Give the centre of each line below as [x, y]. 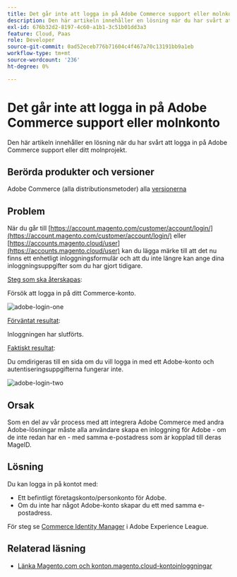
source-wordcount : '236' [44, 60]
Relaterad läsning [47, 549]
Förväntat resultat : [34, 321]
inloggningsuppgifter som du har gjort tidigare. [75, 266]
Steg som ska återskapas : [45, 279]
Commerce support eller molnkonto [114, 123]
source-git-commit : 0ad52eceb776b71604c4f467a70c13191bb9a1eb [101, 47]
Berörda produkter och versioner [81, 171]
